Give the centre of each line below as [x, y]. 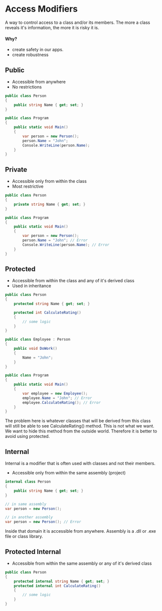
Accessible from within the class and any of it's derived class [73, 281]
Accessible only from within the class [49, 181]
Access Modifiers [41, 9]
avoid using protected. [27, 436]
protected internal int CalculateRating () [57, 586]
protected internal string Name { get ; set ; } [62, 581]
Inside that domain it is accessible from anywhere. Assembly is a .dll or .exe [81, 531]
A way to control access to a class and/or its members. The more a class [78, 22]
